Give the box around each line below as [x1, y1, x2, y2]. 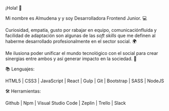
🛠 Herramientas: [5, 88, 41, 94]
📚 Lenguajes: [5, 66, 35, 72]
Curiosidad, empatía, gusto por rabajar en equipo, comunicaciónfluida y [5, 27, 157, 33]
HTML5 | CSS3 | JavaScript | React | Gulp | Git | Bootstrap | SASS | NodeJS [5, 78, 164, 84]
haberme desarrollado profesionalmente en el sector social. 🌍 [5, 39, 137, 44]
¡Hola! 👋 [5, 5, 22, 11]
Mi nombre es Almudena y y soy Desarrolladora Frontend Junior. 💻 [5, 15, 147, 21]
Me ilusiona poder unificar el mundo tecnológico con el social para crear [5, 50, 158, 56]
